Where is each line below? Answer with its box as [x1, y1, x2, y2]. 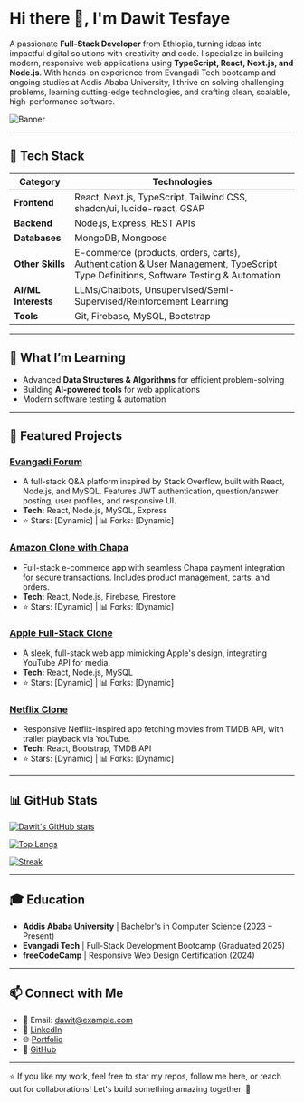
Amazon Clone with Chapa [9, 542, 129, 554]
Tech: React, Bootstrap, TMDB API [22, 743, 152, 754]
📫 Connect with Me [9, 986, 124, 1001]
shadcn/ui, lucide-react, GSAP [74, 201, 205, 214]
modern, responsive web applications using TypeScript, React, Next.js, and [9, 57, 294, 68]
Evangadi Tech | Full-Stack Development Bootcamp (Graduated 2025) [22, 940, 286, 951]
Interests [14, 295, 54, 307]
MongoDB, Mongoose [74, 231, 167, 244]
